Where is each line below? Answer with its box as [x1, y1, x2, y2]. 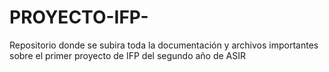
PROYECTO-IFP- [9, 6, 149, 29]
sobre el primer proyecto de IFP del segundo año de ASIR [9, 49, 247, 61]
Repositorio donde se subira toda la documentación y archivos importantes [9, 39, 319, 51]
